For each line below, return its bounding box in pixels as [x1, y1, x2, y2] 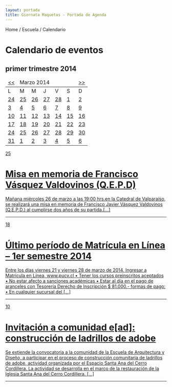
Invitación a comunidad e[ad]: [5, 322, 136, 333]
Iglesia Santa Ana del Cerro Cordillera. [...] [5, 371, 95, 377]
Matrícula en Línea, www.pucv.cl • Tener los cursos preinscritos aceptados [5, 272, 164, 279]
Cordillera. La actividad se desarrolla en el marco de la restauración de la [5, 366, 160, 372]
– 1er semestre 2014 [5, 250, 92, 262]
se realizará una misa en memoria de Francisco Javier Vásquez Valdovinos [5, 201, 163, 208]
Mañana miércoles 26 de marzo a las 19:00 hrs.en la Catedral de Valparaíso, [5, 196, 166, 202]
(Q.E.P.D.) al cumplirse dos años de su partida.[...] [5, 207, 111, 213]
